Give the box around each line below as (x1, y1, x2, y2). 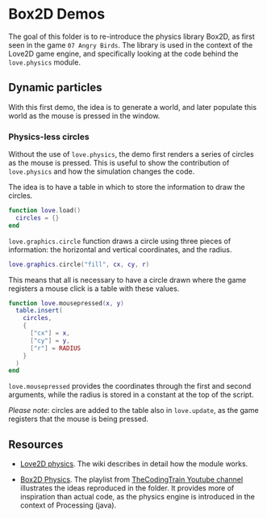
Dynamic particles (8, 81, 102, 95)
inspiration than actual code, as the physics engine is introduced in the (19, 492, 256, 502)
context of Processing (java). (19, 500, 117, 510)
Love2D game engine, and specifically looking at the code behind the (8, 48, 240, 58)
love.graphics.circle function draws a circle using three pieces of (8, 236, 232, 246)
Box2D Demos (8, 5, 106, 23)
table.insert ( (15, 306, 63, 315)
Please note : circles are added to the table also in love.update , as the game (8, 406, 260, 415)
